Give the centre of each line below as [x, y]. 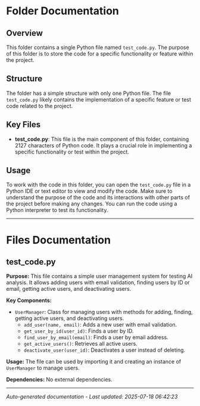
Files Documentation [59, 240]
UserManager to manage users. [43, 368]
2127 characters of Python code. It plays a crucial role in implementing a [103, 145]
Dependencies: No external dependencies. [59, 380]
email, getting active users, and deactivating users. [69, 289]
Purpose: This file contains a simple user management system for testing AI [99, 276]
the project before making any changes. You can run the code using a [92, 204]
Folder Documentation [62, 11]
